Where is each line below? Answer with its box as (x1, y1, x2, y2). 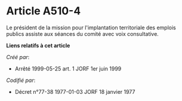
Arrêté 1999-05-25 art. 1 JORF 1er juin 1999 (14, 65, 122, 72)
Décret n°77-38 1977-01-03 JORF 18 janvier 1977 (14, 88, 135, 95)
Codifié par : (6, 76, 36, 84)
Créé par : (6, 53, 30, 60)
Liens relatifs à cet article (6, 42, 70, 49)
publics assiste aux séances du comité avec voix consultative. (6, 30, 159, 37)
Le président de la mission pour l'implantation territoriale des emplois (6, 24, 176, 31)
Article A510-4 (6, 4, 81, 18)
